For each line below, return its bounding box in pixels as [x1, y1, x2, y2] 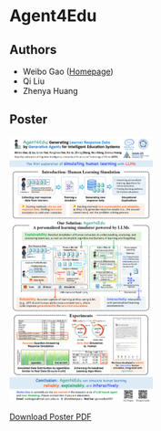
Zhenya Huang [22, 86, 79, 96]
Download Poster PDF [9, 411, 93, 422]
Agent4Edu [9, 5, 97, 26]
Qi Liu [22, 76, 45, 87]
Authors [9, 42, 57, 58]
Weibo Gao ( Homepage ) [22, 66, 114, 77]
